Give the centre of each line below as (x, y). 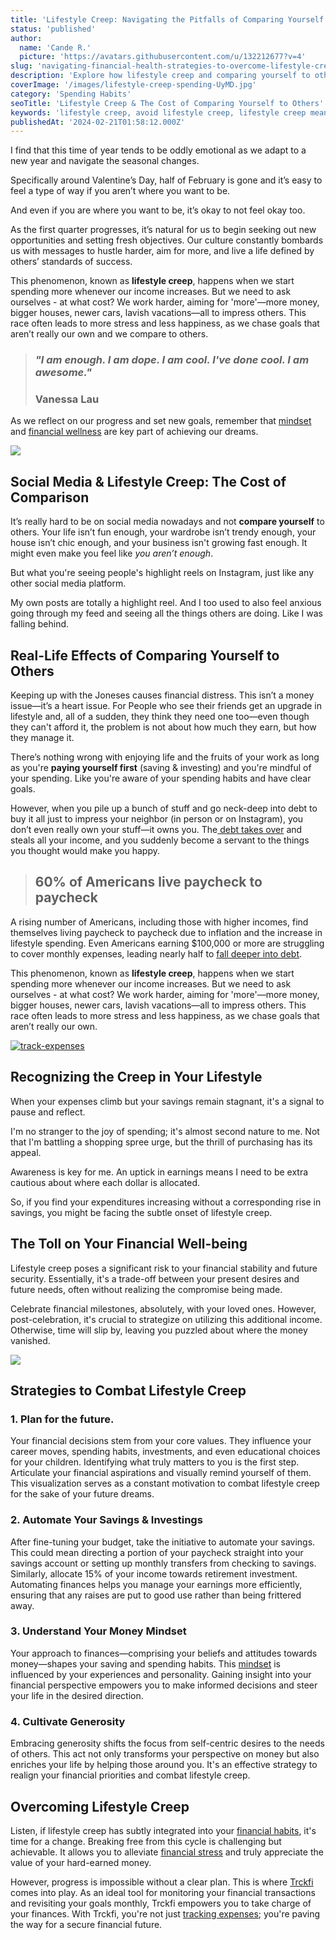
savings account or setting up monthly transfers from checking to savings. (163, 1563)
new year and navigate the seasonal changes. (105, 161)
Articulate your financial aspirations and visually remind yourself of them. (161, 1473)
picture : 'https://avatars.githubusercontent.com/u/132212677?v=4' (163, 57)
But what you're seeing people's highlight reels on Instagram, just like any (162, 573)
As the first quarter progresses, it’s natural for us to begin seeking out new (163, 230)
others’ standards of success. (71, 262)
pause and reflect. (48, 1112)
